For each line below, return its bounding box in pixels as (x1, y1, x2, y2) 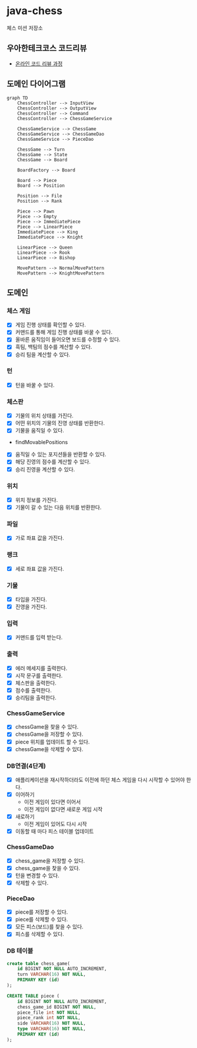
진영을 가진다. (15, 603, 48, 610)
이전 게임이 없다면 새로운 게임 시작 (24, 806, 103, 813)
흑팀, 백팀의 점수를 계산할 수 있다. (15, 343, 92, 351)
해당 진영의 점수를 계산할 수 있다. (15, 458, 91, 465)
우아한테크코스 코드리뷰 (6, 43, 87, 54)
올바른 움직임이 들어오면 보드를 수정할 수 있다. (15, 336, 121, 343)
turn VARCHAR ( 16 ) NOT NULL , (17, 971, 86, 977)
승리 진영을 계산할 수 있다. (15, 465, 75, 472)
